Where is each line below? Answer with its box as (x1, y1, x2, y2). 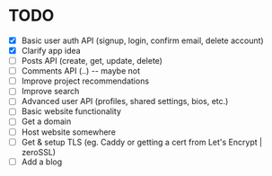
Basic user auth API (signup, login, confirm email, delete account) (21, 35, 264, 46)
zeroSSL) (21, 146, 56, 157)
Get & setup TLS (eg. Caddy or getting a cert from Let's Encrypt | (21, 136, 262, 147)
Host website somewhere (21, 127, 116, 137)
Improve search (21, 86, 80, 97)
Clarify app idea (21, 46, 82, 56)
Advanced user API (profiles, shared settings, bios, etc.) (21, 96, 229, 107)
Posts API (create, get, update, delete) (21, 56, 163, 66)
